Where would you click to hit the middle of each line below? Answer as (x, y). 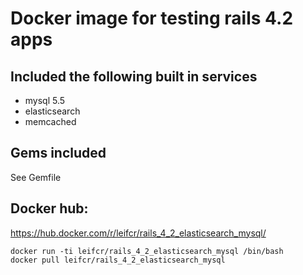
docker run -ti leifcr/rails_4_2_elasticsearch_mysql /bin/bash (147, 251)
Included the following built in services (134, 76)
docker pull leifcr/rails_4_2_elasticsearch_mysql (118, 260)
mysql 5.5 (45, 100)
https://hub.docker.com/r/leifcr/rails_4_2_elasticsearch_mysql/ (138, 233)
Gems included (58, 153)
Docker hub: (49, 208)
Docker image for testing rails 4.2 (152, 18)
